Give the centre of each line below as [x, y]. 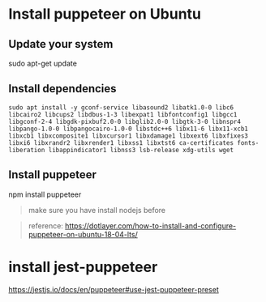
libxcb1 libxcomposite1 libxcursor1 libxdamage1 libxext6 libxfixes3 [129, 136]
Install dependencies [62, 89]
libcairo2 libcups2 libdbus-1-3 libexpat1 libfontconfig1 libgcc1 [123, 114]
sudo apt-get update [43, 63]
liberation [27, 150]
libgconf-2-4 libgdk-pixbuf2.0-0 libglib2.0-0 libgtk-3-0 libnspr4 [125, 121]
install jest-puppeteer [83, 267]
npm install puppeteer [45, 194]
